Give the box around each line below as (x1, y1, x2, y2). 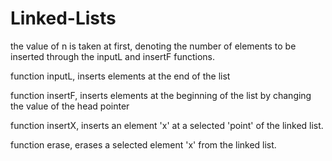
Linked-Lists (10, 7, 117, 30)
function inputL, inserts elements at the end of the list (10, 70, 231, 82)
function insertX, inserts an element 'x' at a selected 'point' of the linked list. (10, 119, 324, 131)
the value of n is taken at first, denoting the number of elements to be (10, 40, 297, 52)
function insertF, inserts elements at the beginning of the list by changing (10, 89, 312, 101)
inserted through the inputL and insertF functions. (10, 50, 216, 62)
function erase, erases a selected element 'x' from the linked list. (10, 138, 277, 151)
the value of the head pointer (10, 100, 130, 112)
